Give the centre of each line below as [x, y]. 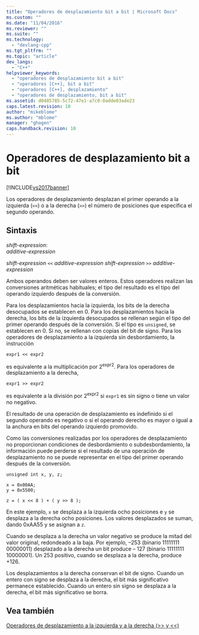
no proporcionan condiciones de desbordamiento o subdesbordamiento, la [98, 445]
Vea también [30, 611]
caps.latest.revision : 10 [38, 106]
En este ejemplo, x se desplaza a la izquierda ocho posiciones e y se [90, 512]
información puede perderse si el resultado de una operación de [85, 451]
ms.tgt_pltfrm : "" [29, 51]
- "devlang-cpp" [32, 45]
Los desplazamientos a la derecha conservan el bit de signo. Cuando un [95, 573]
